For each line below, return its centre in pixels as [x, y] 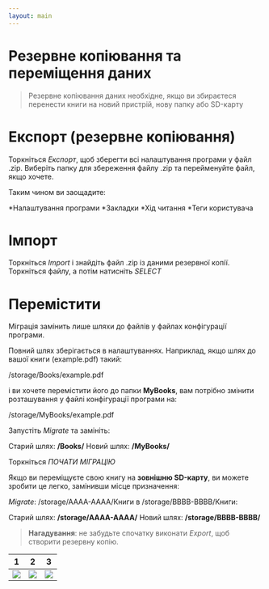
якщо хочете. [31, 176]
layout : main [30, 16]
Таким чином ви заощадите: [57, 192]
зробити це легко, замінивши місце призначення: [94, 486]
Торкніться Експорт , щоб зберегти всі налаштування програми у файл [130, 159]
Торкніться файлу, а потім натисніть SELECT [85, 271]
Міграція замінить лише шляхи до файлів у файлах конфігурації [118, 326]
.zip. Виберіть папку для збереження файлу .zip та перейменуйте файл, [132, 167]
